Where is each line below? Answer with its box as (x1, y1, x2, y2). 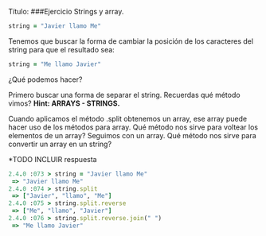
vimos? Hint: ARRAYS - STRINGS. (8, 99, 120, 108)
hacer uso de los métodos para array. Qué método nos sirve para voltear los (8, 122, 259, 132)
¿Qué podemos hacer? (8, 75, 83, 84)
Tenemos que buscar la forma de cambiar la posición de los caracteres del (8, 36, 253, 46)
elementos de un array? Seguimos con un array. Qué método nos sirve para (8, 130, 256, 140)
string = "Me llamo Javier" (8, 60, 102, 68)
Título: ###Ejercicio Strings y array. (8, 7, 124, 16)
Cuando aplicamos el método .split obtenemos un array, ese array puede (8, 114, 248, 123)
